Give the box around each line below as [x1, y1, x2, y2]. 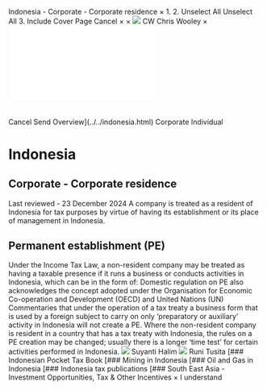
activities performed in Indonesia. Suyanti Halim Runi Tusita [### [8, 346, 244, 357]
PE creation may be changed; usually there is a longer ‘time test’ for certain [8, 338, 258, 347]
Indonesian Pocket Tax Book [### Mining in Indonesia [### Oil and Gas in [8, 355, 254, 365]
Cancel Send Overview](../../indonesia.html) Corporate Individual [8, 117, 223, 127]
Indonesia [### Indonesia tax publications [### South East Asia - [8, 364, 225, 374]
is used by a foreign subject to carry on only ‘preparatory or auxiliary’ [8, 312, 239, 322]
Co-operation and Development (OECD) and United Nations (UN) [8, 294, 224, 305]
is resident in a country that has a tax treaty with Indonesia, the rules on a [8, 329, 252, 338]
